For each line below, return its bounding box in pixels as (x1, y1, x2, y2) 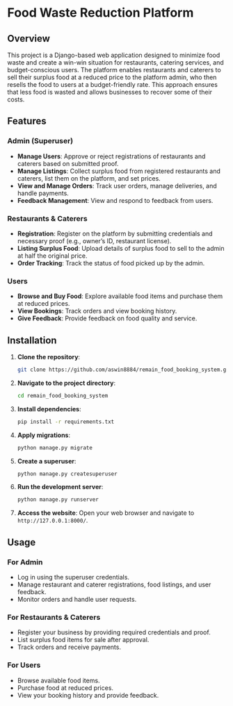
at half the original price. (17, 252, 88, 260)
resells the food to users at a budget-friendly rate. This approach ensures (7, 81, 218, 88)
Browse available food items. (17, 676, 100, 684)
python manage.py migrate (17, 444, 93, 451)
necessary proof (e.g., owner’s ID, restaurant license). (17, 236, 172, 245)
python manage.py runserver (17, 496, 99, 503)
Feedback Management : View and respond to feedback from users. (17, 196, 214, 204)
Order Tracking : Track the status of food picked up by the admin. (17, 258, 205, 267)
